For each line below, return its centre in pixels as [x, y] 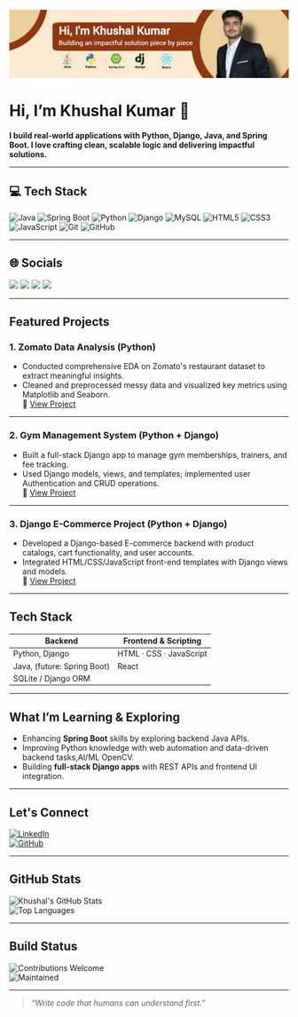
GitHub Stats [45, 879]
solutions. [28, 154]
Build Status [43, 946]
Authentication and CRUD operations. [90, 483]
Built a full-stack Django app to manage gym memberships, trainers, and [155, 454]
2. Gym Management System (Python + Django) [114, 436]
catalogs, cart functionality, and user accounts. [108, 552]
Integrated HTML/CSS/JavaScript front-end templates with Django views [155, 562]
